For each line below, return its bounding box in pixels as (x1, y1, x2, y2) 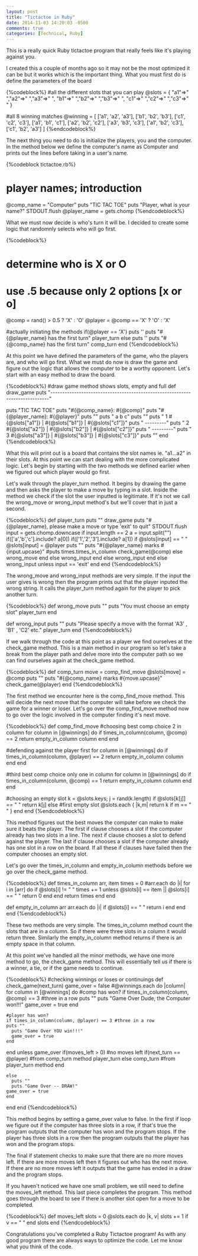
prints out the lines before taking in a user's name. (6, 149, 129, 157)
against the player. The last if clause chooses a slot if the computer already (6, 838, 189, 845)
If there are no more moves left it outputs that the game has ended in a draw (6, 1165, 192, 1172)
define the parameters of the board (6, 78, 92, 85)
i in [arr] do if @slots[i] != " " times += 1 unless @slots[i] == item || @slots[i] (6, 886, 190, 893)
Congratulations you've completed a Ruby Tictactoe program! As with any (6, 1231, 186, 1238)
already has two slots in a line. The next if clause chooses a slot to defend (6, 831, 186, 839)
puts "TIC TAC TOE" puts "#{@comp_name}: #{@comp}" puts (6, 407, 157, 414)
